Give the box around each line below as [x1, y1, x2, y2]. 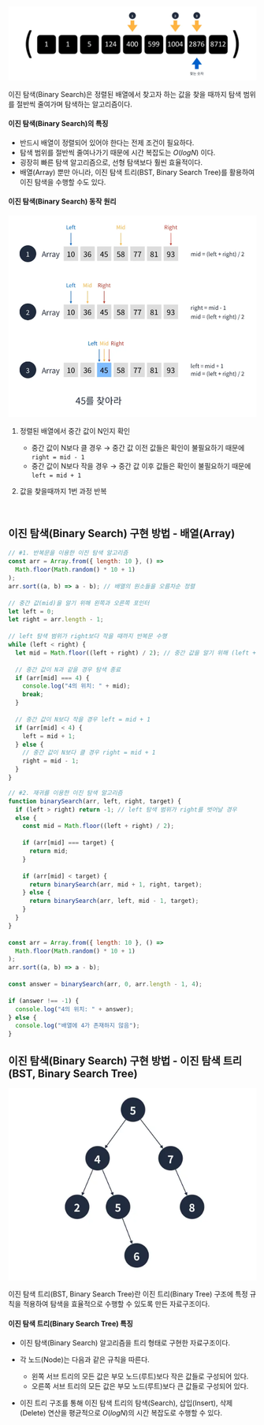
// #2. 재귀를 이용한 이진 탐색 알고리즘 [8, 789, 123, 796]
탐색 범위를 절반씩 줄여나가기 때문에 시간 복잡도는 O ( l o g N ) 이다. [19, 147, 216, 157]
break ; [22, 691, 44, 699]
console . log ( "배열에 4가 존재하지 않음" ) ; [15, 1022, 140, 1030]
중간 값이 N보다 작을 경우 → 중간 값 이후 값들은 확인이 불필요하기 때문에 [31, 461, 251, 471]
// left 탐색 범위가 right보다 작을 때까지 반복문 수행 [8, 632, 167, 640]
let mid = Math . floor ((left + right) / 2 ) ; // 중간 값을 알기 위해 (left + [15, 649, 256, 657]
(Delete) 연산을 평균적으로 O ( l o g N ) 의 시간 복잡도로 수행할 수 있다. [19, 1408, 223, 1417]
